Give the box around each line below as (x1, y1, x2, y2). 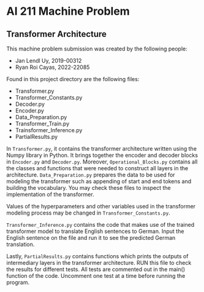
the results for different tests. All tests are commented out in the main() (6, 266, 186, 273)
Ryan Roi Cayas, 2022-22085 (15, 63, 90, 71)
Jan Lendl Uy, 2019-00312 (15, 57, 82, 64)
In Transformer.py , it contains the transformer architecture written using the (6, 145, 197, 152)
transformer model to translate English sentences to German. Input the (6, 227, 184, 235)
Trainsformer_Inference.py (15, 127, 83, 133)
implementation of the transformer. (6, 191, 94, 198)
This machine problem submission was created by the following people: (6, 45, 188, 52)
